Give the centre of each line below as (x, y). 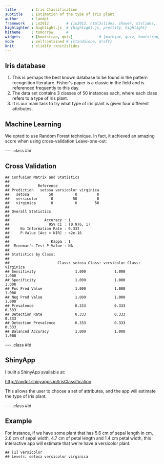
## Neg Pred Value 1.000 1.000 (65, 297)
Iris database (25, 66)
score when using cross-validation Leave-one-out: (56, 141)
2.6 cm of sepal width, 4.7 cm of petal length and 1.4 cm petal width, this (78, 438)
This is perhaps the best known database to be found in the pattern (80, 78)
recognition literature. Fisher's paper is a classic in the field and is (78, 83)
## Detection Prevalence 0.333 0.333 (65, 323)
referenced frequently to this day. (46, 88)
